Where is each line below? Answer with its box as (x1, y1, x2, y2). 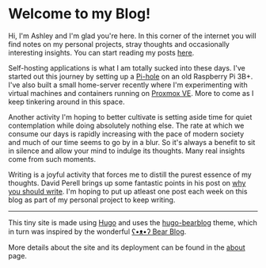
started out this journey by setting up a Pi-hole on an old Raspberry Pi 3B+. (8, 71, 253, 81)
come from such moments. (8, 154, 97, 163)
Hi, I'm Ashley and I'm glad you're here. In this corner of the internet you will (8, 31, 256, 40)
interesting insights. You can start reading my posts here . (8, 48, 195, 57)
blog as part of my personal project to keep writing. (8, 195, 176, 205)
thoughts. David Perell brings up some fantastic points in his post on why (8, 178, 246, 187)
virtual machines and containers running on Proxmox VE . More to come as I (8, 88, 254, 98)
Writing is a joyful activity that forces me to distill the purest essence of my (8, 170, 252, 179)
